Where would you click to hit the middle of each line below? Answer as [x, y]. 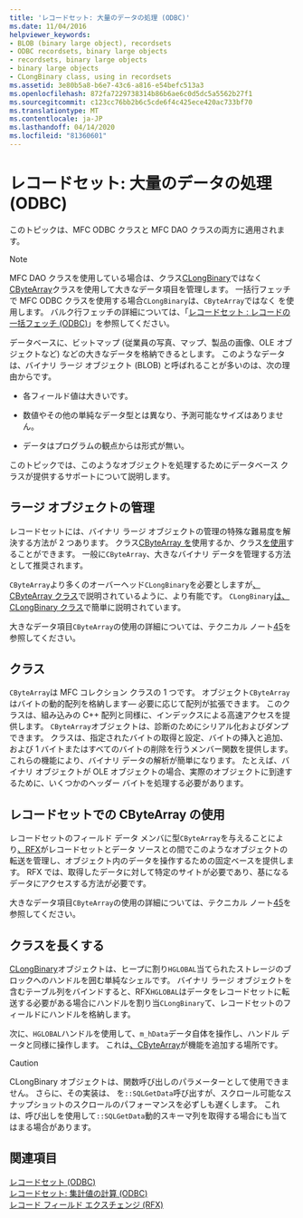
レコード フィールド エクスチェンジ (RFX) [87, 1204]
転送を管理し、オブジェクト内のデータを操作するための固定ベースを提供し [148, 861]
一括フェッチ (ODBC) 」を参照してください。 [92, 323]
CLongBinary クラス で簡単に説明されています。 [98, 607]
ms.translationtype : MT [54, 111]
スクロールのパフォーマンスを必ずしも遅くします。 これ [176, 1105]
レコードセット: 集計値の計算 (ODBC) [79, 1193]
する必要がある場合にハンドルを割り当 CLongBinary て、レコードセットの [150, 1003]
